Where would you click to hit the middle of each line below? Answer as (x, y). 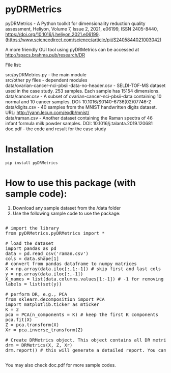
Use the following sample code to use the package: (66, 213)
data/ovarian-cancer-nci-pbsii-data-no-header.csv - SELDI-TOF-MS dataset (85, 85)
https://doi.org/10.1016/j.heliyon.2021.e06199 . (53, 34)
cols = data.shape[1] (32, 259)
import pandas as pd (31, 248)
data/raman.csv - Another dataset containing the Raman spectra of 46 (79, 118)
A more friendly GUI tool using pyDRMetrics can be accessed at (72, 49)
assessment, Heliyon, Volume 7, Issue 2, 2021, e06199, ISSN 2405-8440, (82, 28)
